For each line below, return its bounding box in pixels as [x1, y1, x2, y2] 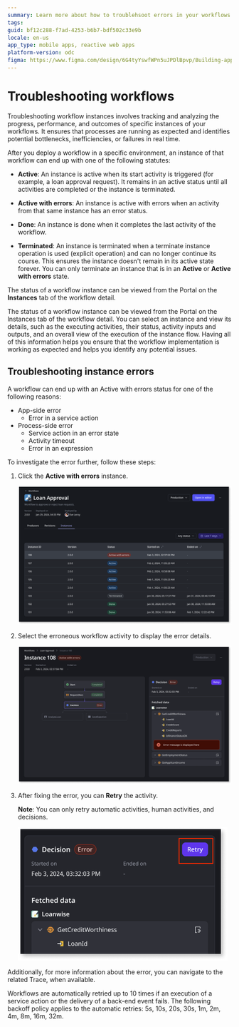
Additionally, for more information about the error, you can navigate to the [7, 968, 223, 976]
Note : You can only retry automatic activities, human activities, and [17, 805, 215, 814]
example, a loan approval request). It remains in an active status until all [17, 177, 228, 185]
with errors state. [17, 272, 70, 280]
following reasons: [7, 392, 62, 401]
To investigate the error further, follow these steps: [7, 457, 156, 466]
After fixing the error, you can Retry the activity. [17, 792, 159, 800]
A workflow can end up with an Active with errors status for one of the [7, 384, 213, 393]
